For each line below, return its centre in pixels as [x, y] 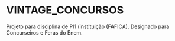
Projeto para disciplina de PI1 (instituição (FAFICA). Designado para [88, 26]
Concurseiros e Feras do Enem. [44, 32]
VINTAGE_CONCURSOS [65, 10]
